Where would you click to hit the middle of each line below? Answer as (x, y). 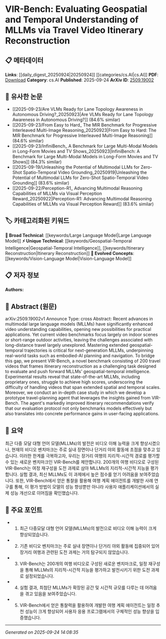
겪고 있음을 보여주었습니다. (51, 593)
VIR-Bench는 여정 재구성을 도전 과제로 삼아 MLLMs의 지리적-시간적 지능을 (77, 468)
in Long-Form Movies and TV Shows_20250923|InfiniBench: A (76, 151)
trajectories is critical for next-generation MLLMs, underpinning (89, 350)
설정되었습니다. (40, 576)
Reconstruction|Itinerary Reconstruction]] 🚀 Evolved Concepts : (70, 253)
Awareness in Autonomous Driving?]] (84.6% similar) (66, 120)
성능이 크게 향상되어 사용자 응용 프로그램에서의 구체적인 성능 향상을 (90, 611)
